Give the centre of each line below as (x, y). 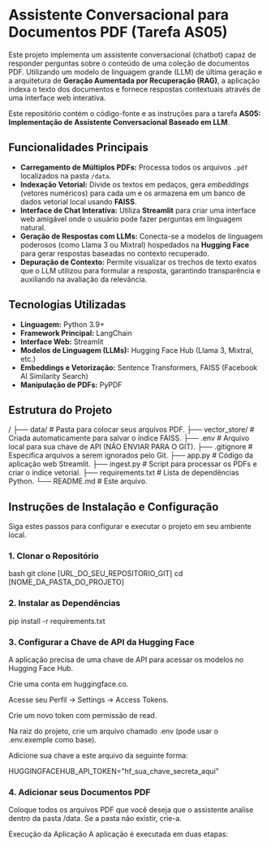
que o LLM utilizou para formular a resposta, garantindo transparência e (140, 270)
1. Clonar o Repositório (54, 556)
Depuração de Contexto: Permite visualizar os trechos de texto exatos (138, 262)
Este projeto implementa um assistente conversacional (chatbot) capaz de (133, 54)
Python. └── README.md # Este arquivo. (78, 481)
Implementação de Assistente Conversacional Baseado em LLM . (119, 122)
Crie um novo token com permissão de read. (83, 716)
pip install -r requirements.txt (57, 621)
